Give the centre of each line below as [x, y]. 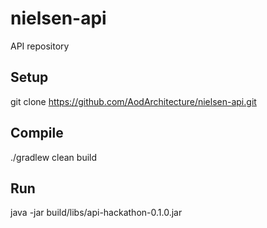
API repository [40, 46]
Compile [37, 133]
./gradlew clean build [54, 157]
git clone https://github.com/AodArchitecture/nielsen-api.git [133, 101]
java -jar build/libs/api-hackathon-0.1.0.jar [96, 213]
